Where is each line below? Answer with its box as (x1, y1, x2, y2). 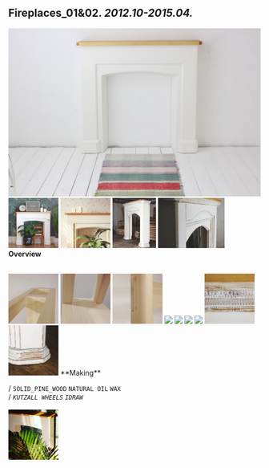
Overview (8, 249, 42, 259)
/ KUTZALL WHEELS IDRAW (8, 393, 83, 402)
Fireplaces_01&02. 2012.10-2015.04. (8, 6, 194, 20)
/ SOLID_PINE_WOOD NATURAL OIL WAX (8, 384, 122, 393)
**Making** (59, 368, 102, 378)
